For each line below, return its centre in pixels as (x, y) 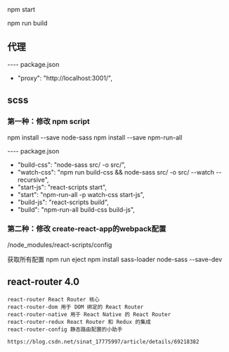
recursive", (33, 180)
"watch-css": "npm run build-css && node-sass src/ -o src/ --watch (116, 172)
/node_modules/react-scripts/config (60, 244)
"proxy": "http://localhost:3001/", (65, 78)
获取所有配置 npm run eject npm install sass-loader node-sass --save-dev (115, 259)
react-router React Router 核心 (53, 299)
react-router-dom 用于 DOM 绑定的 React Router (76, 307)
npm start (21, 10)
